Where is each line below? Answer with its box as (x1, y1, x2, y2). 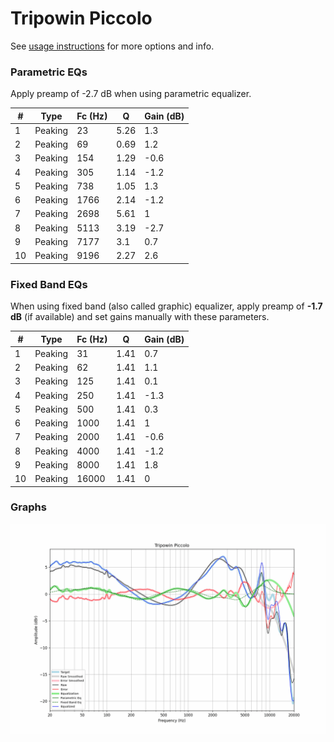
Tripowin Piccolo (10, 7, 153, 30)
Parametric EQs (10, 65, 88, 79)
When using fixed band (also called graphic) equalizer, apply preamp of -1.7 (10, 300, 323, 312)
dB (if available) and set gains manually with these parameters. (10, 311, 270, 323)
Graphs (10, 500, 47, 514)
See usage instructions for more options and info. (10, 40, 215, 52)
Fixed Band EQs (10, 277, 88, 291)
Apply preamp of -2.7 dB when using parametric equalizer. (10, 88, 252, 100)
